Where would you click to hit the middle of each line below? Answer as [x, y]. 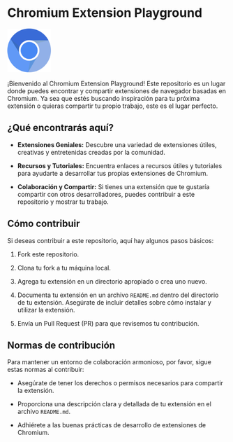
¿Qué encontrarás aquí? [60, 128]
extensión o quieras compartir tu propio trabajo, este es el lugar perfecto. [113, 106]
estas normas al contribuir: [46, 370]
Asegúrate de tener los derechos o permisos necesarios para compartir [120, 383]
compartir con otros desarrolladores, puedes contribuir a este [106, 194]
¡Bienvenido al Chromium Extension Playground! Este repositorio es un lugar [116, 83]
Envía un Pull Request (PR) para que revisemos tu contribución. [108, 323]
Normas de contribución [61, 345]
